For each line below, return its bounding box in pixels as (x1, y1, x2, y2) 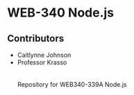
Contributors (7, 33, 65, 44)
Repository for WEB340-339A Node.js (17, 80, 127, 88)
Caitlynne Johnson (17, 51, 72, 59)
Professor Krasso (17, 58, 67, 67)
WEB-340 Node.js (7, 5, 115, 21)
